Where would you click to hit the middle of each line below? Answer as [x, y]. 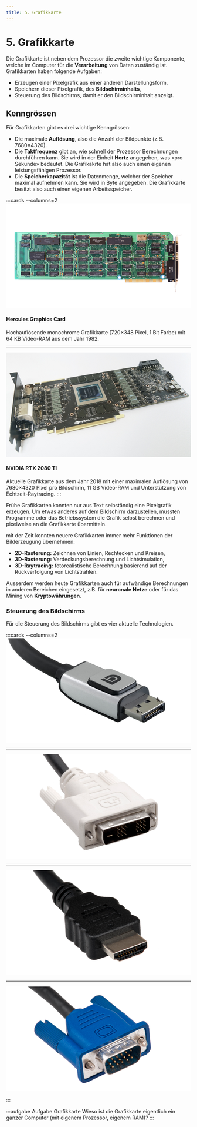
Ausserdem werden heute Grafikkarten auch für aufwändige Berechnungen [97, 583]
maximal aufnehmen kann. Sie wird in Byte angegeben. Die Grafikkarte [100, 183]
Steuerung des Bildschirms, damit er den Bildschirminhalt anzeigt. [94, 95]
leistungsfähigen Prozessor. [48, 170]
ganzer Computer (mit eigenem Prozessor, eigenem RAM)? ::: [80, 1118]
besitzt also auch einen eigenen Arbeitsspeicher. [74, 189]
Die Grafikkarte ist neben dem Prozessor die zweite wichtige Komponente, [96, 58]
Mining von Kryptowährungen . [44, 596]
